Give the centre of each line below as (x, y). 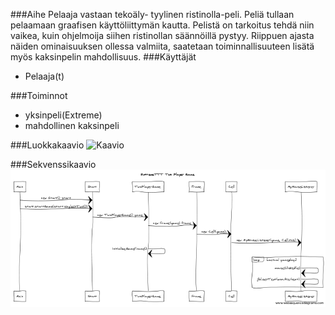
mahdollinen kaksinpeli (72, 125)
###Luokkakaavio (47, 145)
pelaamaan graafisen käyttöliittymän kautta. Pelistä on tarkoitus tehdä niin (162, 25)
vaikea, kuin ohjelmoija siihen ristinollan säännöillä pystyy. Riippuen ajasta (162, 35)
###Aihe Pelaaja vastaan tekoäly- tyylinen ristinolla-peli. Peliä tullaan (152, 14)
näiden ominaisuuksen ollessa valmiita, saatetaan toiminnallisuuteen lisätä (162, 46)
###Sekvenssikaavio (53, 164)
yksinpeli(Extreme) (63, 115)
